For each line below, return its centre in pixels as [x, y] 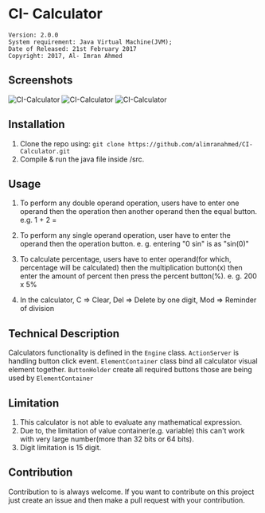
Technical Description [64, 334]
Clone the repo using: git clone [72, 143]
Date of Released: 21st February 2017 [72, 49]
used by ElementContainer [51, 378]
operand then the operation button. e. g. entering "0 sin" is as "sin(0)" [134, 244]
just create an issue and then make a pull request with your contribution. [127, 500]
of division [37, 309]
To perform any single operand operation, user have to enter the [125, 235]
